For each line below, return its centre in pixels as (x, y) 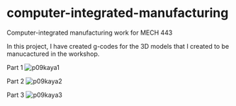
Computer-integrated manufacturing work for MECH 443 (90, 33)
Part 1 (15, 67)
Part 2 (16, 81)
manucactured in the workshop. (53, 54)
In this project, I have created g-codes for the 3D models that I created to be (118, 46)
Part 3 (16, 95)
